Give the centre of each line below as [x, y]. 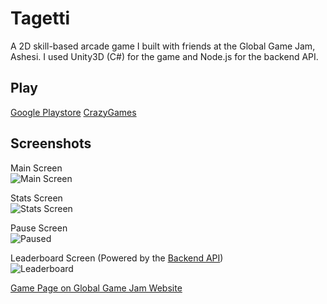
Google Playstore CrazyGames [73, 112]
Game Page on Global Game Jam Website [96, 288]
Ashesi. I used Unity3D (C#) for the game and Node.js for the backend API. [164, 56]
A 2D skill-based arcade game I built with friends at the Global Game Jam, [163, 46]
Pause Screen [39, 228]
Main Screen [36, 168]
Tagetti [40, 18]
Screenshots [51, 143]
